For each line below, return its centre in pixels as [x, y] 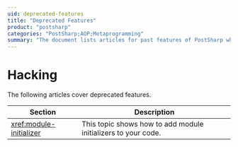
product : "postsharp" [39, 27]
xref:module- [33, 124]
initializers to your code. [121, 133]
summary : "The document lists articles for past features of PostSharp [115, 40]
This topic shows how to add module [142, 124]
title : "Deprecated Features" [52, 20]
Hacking [33, 75]
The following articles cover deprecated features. [79, 95]
